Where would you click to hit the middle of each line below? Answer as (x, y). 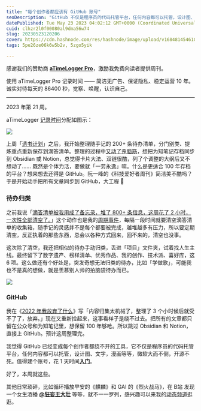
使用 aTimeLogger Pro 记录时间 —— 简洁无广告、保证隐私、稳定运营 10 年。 (100, 81)
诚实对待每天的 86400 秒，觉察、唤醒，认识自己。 (68, 88)
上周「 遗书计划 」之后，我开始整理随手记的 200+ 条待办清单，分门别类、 (96, 143)
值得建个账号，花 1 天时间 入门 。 (56, 361)
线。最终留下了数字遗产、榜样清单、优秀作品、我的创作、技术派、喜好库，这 (100, 255)
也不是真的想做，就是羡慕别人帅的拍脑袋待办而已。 (69, 270)
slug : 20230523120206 (33, 34)
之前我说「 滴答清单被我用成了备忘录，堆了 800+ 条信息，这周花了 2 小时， (99, 212)
